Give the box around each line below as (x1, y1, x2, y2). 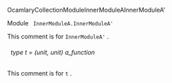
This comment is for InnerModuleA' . (7, 32, 109, 40)
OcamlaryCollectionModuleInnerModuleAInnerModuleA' (7, 6, 166, 14)
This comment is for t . (7, 69, 72, 78)
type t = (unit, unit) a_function (10, 48, 95, 56)
